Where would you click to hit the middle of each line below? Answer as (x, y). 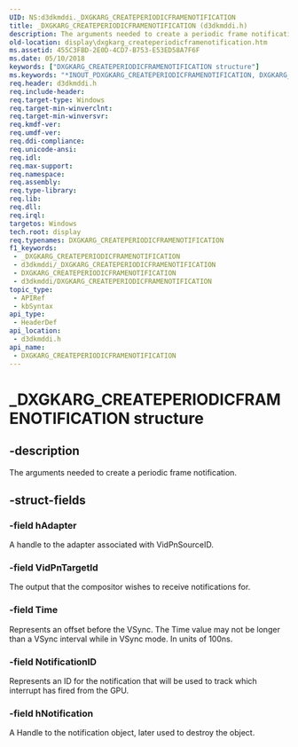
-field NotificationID (53, 662)
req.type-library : (43, 191)
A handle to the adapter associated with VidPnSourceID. (112, 545)
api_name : (27, 347)
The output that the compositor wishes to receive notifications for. (130, 587)
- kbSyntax (33, 306)
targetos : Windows (43, 224)
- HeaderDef (35, 323)
